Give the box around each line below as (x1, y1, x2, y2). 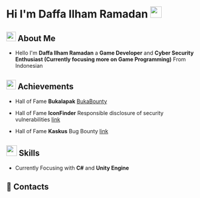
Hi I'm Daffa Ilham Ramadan (6, 7, 148, 21)
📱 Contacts (6, 182, 49, 192)
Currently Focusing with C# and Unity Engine (15, 164, 129, 171)
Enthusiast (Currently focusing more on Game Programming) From (15, 56, 186, 63)
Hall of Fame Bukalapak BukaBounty (15, 97, 107, 105)
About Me (17, 33, 56, 44)
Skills (18, 148, 40, 159)
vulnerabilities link (15, 116, 61, 123)
